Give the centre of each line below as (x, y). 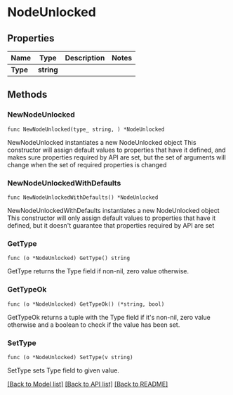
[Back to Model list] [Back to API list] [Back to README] (88, 384)
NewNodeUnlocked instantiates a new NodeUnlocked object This (102, 142)
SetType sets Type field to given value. (63, 370)
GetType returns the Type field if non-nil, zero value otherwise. (98, 271)
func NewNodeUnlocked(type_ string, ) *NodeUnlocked (86, 129)
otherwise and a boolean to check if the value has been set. (94, 325)
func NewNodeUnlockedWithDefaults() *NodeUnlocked (83, 197)
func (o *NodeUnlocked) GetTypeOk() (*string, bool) (86, 304)
